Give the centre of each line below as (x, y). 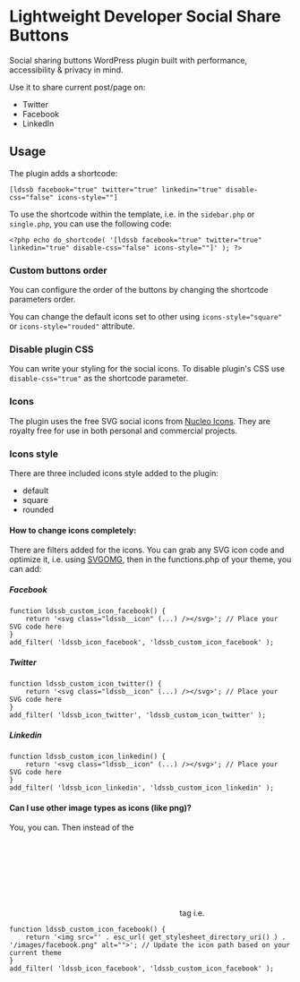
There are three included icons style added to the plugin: (114, 473)
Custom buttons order (58, 270)
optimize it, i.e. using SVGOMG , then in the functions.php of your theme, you (150, 559)
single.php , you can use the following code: (90, 223)
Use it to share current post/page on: (77, 87)
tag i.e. (192, 913)
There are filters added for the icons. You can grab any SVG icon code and (147, 550)
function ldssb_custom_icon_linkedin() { (88, 757)
